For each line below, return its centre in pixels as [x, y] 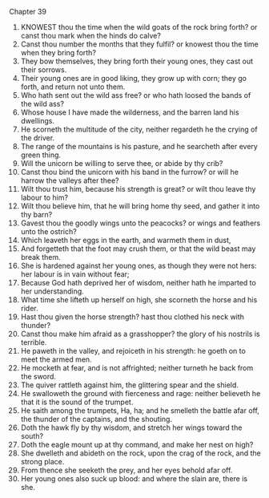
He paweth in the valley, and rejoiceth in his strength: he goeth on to [133, 351]
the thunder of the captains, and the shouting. [96, 419]
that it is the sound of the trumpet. [77, 402]
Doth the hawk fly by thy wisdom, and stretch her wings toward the [131, 427]
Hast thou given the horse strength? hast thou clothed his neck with [132, 317]
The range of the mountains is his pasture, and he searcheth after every [139, 146]
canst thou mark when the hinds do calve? [90, 36]
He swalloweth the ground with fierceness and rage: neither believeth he [141, 393]
